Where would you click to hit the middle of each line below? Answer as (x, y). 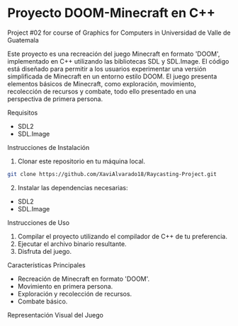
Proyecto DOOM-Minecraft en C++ (112, 13)
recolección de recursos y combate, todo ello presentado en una (102, 91)
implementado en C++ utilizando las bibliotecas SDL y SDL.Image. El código (118, 61)
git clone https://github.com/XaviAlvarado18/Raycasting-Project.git (112, 174)
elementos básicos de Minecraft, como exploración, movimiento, (102, 83)
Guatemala (23, 40)
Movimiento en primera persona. (65, 286)
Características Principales (47, 265)
